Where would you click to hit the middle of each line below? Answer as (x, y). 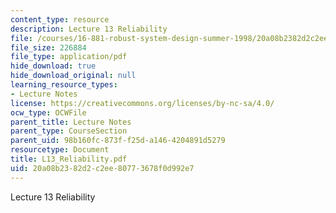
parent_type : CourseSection (69, 131)
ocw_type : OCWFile (48, 112)
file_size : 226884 (48, 47)
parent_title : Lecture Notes (71, 122)
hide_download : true (53, 66)
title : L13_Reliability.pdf (69, 159)
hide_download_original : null (73, 76)
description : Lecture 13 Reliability (89, 29)
